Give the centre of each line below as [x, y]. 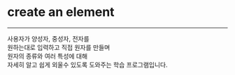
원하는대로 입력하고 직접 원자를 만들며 [59, 47]
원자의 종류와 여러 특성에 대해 [48, 56]
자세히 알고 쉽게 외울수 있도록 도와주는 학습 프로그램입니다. [87, 65]
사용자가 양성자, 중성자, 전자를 [48, 38]
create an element [61, 12]
